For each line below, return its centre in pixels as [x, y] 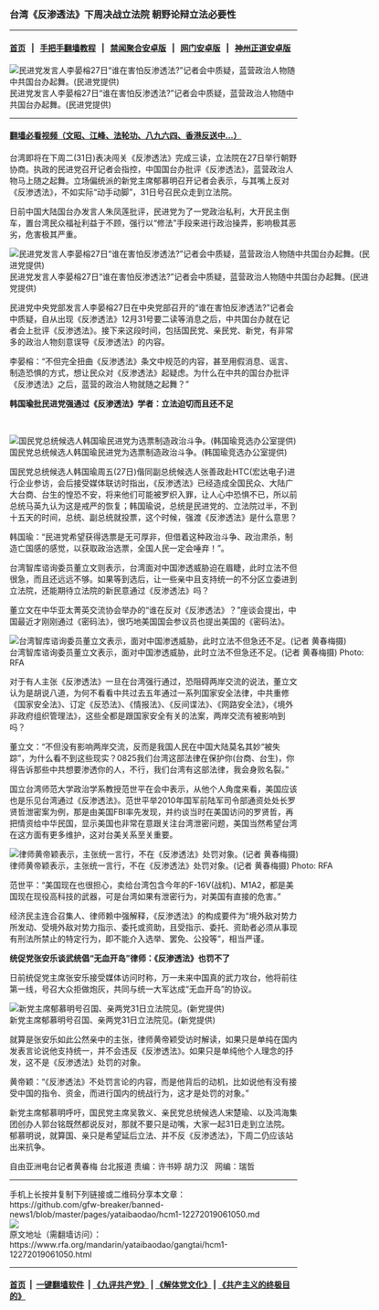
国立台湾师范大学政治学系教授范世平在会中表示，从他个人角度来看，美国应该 [153, 789]
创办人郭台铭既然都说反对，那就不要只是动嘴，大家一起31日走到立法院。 [153, 1123]
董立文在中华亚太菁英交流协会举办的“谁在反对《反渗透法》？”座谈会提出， [149, 609]
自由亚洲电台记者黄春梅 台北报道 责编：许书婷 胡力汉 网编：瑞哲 [132, 1166]
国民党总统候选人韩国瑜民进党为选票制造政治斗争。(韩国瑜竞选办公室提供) [148, 452]
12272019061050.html [51, 1254]
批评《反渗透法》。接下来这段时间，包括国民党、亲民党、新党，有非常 [163, 330]
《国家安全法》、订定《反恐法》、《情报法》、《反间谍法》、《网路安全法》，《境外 [152, 704]
